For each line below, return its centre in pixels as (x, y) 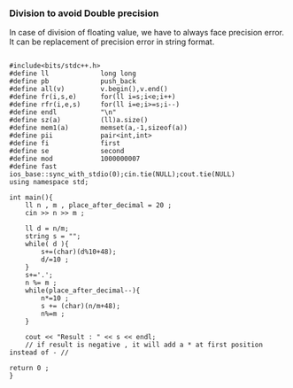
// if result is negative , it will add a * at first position (144, 345)
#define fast (33, 167)
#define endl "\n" (63, 113)
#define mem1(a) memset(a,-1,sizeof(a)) (99, 128)
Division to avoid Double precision (84, 13)
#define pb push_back (73, 81)
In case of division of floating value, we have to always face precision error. (147, 33)
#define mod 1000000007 (75, 159)
